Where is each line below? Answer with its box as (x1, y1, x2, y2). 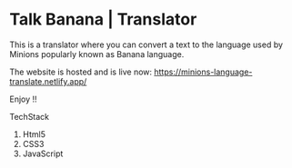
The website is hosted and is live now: (9, 66, 153, 77)
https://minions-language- (154, 66, 253, 77)
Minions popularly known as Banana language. (9, 48, 185, 59)
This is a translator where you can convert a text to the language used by (9, 39, 284, 50)
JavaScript (22, 148, 64, 159)
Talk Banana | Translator (9, 9, 197, 30)
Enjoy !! (9, 94, 38, 104)
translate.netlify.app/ (9, 75, 87, 86)
